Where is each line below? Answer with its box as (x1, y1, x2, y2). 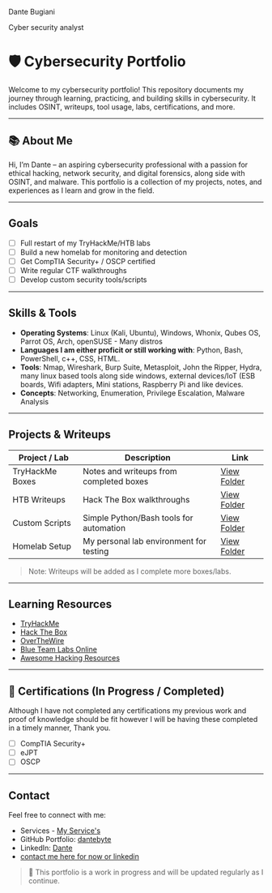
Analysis (19, 396, 49, 406)
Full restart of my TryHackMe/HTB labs (19, 238, 151, 248)
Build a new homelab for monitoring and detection (19, 247, 188, 257)
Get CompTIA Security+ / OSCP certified (19, 256, 155, 266)
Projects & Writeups (8, 428, 111, 442)
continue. (28, 876, 61, 886)
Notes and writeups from (82, 465, 178, 476)
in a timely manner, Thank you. (8, 723, 111, 733)
